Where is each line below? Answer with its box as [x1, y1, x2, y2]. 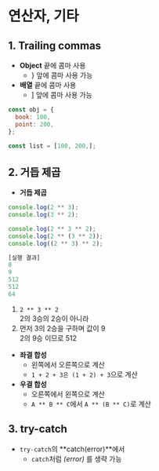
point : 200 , [15, 120, 55, 128]
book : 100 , [15, 113, 51, 121]
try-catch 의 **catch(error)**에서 [19, 444, 125, 454]
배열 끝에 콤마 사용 [19, 80, 77, 89]
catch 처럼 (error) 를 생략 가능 [31, 454, 122, 463]
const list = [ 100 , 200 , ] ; [8, 142, 96, 150]
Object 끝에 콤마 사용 [19, 60, 86, 70]
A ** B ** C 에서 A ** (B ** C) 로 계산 [31, 399, 151, 408]
